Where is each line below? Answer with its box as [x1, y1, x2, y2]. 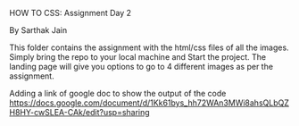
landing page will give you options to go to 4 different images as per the [9, 62, 274, 71]
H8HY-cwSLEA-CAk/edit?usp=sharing [9, 107, 150, 117]
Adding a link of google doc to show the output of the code [9, 88, 227, 98]
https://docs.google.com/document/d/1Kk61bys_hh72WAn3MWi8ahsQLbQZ [9, 97, 290, 108]
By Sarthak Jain [9, 25, 68, 35]
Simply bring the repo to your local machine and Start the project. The [9, 52, 266, 62]
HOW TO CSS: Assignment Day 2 [9, 8, 132, 18]
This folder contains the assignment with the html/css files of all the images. [9, 42, 289, 53]
